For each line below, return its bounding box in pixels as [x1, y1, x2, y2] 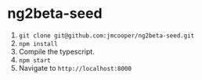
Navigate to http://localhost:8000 [18, 63, 132, 72]
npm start [18, 56, 52, 64]
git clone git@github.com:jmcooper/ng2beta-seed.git [18, 32, 195, 40]
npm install [18, 40, 58, 47]
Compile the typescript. [18, 47, 95, 56]
